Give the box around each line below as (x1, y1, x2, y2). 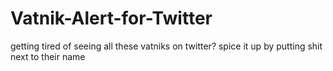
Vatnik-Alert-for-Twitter (10, 7, 213, 30)
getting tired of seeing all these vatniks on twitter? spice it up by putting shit (10, 40, 323, 52)
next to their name (10, 50, 86, 62)
